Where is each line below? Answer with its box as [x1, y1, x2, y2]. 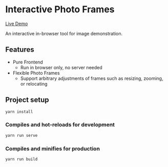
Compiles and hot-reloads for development [5, 121, 115, 129]
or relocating [20, 80, 48, 87]
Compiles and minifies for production [5, 145, 100, 152]
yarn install [5, 109, 33, 114]
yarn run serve [5, 133, 38, 138]
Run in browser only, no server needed [20, 64, 102, 70]
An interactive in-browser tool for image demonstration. [5, 30, 123, 36]
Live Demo [5, 20, 28, 27]
